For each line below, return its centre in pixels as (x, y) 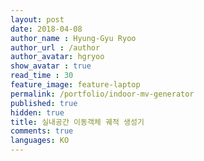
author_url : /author (55, 47)
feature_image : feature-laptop (75, 85)
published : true (44, 103)
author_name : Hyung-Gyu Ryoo (73, 38)
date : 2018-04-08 (46, 29)
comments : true (42, 131)
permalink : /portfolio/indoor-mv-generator (102, 94)
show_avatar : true (51, 66)
